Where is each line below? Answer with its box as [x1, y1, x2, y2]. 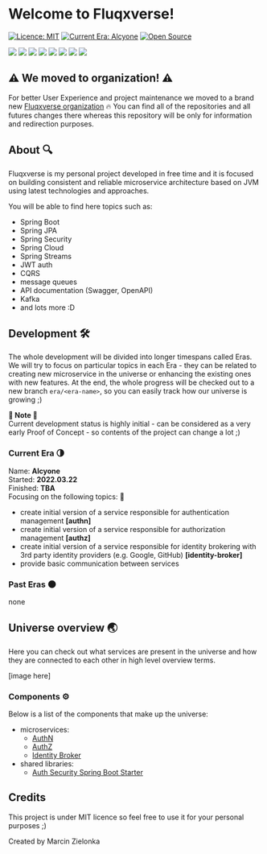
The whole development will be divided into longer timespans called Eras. [8, 352, 253, 362]
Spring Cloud [19, 242, 64, 252]
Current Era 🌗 [8, 448, 65, 459]
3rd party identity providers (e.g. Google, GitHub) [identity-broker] [19, 550, 243, 559]
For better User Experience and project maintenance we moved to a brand [8, 93, 255, 102]
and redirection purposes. [8, 118, 94, 129]
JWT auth [19, 259, 53, 270]
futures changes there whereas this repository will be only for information [8, 110, 253, 120]
